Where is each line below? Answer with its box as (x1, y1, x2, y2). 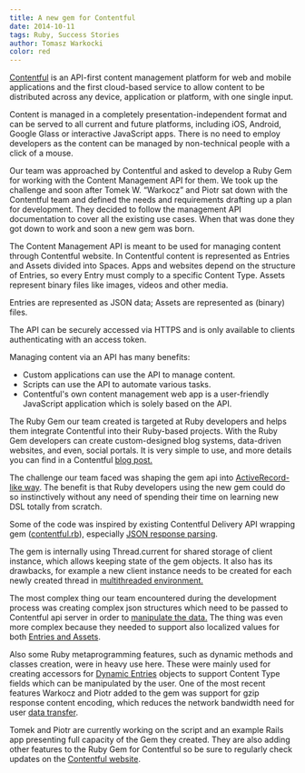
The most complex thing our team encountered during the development (9, 593, 277, 604)
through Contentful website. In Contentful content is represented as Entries (9, 251, 290, 262)
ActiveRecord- (235, 472, 290, 483)
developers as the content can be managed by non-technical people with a (9, 138, 290, 149)
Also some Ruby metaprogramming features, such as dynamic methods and (9, 649, 293, 660)
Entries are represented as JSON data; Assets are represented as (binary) (9, 297, 286, 308)
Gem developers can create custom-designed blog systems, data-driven (9, 436, 281, 447)
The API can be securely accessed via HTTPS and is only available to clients (9, 325, 295, 336)
